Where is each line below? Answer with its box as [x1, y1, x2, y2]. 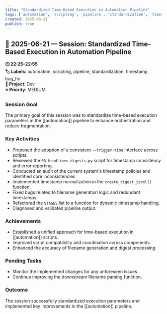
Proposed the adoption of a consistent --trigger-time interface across [12, 147, 158, 153]
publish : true [5, 21, 35, 26]
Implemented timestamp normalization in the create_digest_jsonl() [12, 178, 152, 185]
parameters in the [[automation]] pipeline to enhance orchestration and [5, 118, 151, 124]
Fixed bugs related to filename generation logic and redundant [12, 189, 141, 195]
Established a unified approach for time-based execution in [12, 229, 134, 235]
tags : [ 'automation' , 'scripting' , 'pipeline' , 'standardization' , [5, 12, 148, 17]
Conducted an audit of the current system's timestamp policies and [12, 168, 151, 174]
